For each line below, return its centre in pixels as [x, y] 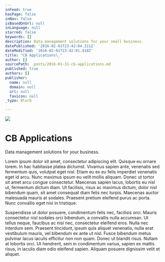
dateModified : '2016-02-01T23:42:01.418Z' [49, 50]
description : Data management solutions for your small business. [74, 42]
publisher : [16, 78]
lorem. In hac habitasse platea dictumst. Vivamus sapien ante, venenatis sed [82, 167]
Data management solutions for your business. [52, 152]
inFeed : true [18, 10]
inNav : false [18, 19]
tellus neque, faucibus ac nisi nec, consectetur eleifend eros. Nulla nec [77, 223]
